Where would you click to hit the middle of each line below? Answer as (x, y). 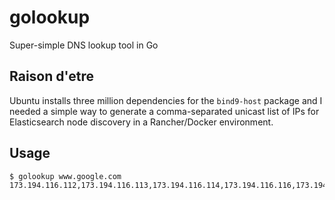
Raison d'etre (51, 76)
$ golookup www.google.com (65, 176)
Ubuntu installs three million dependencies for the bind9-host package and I (166, 100)
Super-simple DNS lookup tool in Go (84, 45)
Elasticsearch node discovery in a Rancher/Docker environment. (141, 122)
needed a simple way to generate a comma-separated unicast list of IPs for (164, 111)
